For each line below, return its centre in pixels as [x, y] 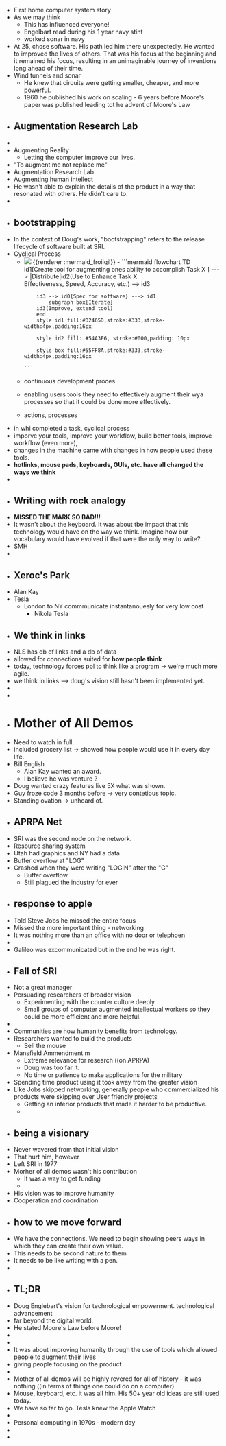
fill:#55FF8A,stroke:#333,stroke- [116, 350]
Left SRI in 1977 [35, 1164]
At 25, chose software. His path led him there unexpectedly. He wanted [114, 46]
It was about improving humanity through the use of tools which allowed [115, 1349]
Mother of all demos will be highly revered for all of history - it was [107, 1379]
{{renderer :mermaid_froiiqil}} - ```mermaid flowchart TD [112, 262]
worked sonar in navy [54, 39]
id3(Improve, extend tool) [75, 308]
